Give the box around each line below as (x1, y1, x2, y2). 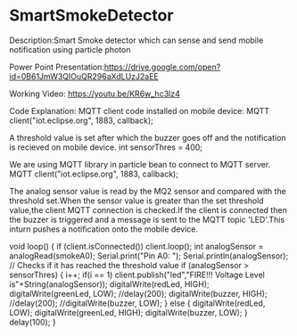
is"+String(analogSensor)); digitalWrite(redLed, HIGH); (9, 278, 210, 290)
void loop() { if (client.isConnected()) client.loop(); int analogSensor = (9, 241, 264, 251)
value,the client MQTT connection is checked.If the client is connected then (9, 204, 287, 215)
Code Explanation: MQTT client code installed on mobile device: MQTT (9, 105, 270, 116)
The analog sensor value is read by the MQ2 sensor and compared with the (9, 185, 287, 196)
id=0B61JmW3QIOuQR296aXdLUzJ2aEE (9, 70, 159, 81)
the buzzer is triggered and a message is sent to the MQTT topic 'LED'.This (9, 214, 285, 225)
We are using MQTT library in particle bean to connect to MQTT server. (9, 159, 271, 169)
